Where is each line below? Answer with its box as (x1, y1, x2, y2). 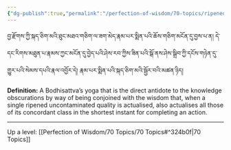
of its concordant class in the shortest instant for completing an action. (7, 108, 208, 116)
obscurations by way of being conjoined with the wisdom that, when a (7, 93, 206, 101)
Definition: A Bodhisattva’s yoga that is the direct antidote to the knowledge (7, 86, 222, 95)
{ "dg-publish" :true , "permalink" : (7, 10, 103, 17)
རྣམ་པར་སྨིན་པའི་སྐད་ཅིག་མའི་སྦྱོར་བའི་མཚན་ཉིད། (79, 66, 184, 74)
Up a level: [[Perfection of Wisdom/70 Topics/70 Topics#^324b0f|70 (7, 127, 201, 136)
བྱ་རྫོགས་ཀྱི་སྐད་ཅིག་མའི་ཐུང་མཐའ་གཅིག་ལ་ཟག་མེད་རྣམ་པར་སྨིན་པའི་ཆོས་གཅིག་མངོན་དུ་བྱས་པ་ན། (7, 32, 214, 40)
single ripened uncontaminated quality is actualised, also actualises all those (7, 101, 224, 109)
